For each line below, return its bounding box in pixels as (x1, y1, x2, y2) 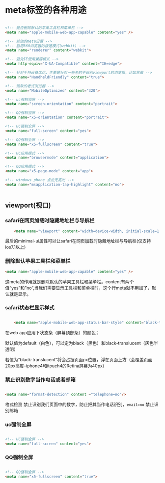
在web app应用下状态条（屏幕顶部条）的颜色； (5, 329, 100, 335)
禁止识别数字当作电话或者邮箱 (5, 376, 76, 383)
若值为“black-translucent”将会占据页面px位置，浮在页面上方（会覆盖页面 (5, 356, 153, 362)
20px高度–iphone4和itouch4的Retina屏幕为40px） (5, 363, 107, 369)
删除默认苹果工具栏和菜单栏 (5, 258, 71, 265)
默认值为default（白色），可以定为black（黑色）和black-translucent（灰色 (5, 340, 154, 346)
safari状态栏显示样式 (5, 304, 55, 311)
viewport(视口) (5, 201, 51, 210)
